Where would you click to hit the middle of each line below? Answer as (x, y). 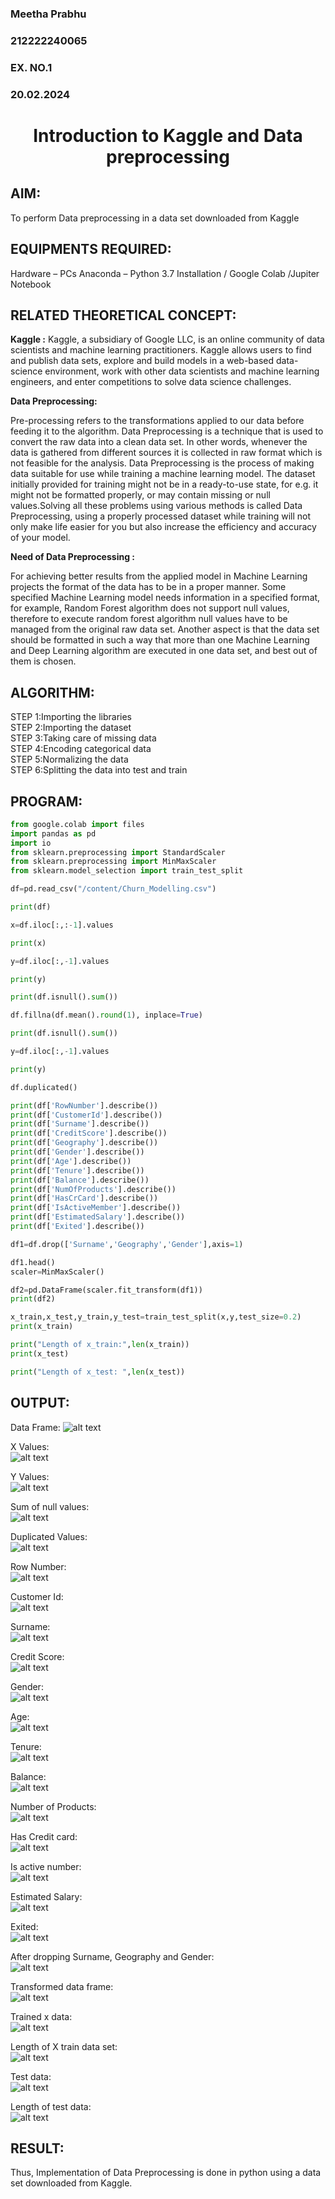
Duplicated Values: (49, 1536)
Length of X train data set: (64, 2046)
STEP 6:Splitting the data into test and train (99, 770)
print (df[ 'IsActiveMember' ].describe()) (96, 1208)
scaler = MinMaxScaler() (57, 1272)
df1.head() (33, 1262)
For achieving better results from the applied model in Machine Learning (159, 576)
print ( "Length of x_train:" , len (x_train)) (100, 1345)
